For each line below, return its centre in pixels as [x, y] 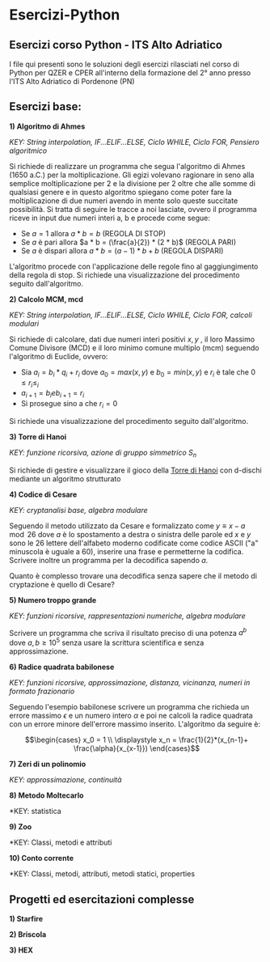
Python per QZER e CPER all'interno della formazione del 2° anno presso [130, 73]
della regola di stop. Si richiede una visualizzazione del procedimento [124, 275]
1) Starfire [26, 918]
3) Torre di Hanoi [38, 437]
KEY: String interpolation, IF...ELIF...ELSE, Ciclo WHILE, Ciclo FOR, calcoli [131, 315]
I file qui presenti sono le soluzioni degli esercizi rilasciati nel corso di [124, 64]
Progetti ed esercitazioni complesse [102, 899]
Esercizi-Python [65, 15]
